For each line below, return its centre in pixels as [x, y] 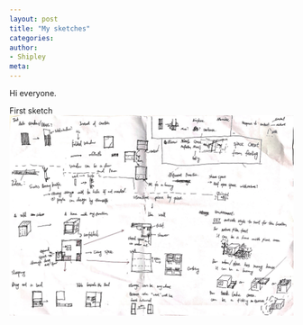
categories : [32, 38]
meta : [19, 67]
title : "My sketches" [50, 28]
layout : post [34, 19]
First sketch [31, 111]
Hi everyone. [33, 93]
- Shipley [28, 57]
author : [24, 48]
